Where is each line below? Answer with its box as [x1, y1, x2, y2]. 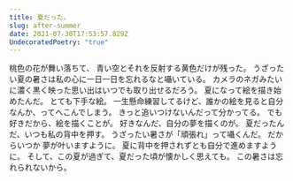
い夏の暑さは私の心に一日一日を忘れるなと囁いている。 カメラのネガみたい [9, 74, 283, 85]
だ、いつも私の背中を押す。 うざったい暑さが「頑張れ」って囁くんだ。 [9, 129, 266, 140]
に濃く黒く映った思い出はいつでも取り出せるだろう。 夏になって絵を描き [9, 85, 274, 95]
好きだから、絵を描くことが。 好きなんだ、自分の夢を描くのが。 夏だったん [9, 118, 285, 129]
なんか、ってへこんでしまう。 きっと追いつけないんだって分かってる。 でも [9, 107, 283, 117]
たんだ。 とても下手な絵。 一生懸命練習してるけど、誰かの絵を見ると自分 [16, 96, 284, 107]
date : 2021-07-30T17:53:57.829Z [9, 29, 128, 38]
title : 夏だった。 [9, 12, 71, 22]
